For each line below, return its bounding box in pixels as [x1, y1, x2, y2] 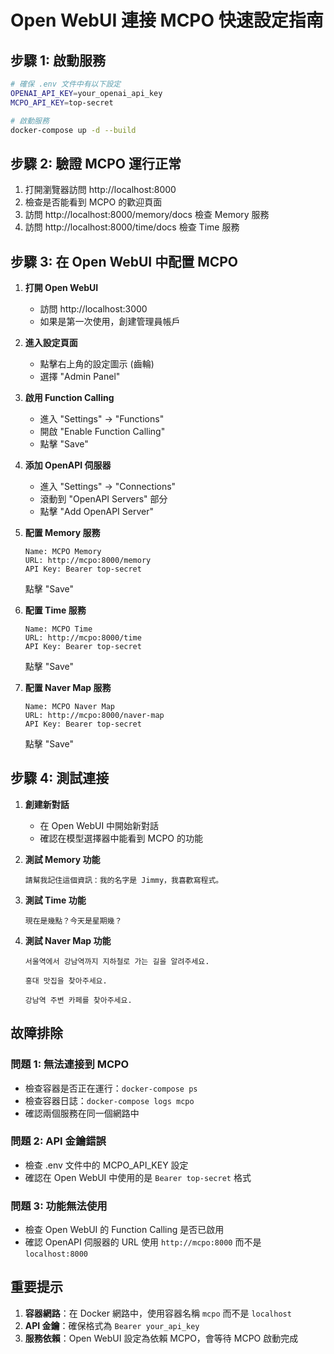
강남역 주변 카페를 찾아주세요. [24, 995, 133, 1005]
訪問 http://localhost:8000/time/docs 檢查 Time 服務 [24, 221, 240, 233]
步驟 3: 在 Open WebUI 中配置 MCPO [10, 253, 239, 270]
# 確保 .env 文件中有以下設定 [10, 79, 122, 89]
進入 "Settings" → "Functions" [39, 413, 165, 425]
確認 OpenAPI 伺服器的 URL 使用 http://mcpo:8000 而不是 [24, 1236, 262, 1248]
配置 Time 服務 [24, 604, 87, 616]
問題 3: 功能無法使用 [10, 1199, 108, 1213]
